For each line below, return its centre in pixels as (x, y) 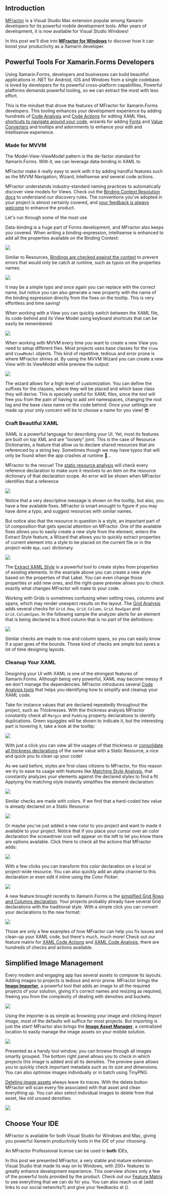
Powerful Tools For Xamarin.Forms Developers (80, 62)
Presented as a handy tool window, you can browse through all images (78, 1051)
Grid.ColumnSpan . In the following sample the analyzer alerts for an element (83, 614)
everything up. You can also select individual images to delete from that (79, 1093)
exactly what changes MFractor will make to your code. (63, 588)
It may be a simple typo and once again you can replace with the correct (80, 287)
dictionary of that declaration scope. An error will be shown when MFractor (83, 476)
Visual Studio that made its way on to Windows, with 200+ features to (77, 1166)
